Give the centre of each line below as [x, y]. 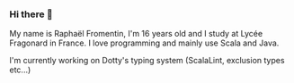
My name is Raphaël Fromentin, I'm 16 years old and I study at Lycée [136, 34]
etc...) [20, 70]
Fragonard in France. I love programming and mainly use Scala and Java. [144, 43]
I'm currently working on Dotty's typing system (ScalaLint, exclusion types [147, 61]
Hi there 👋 [31, 14]
